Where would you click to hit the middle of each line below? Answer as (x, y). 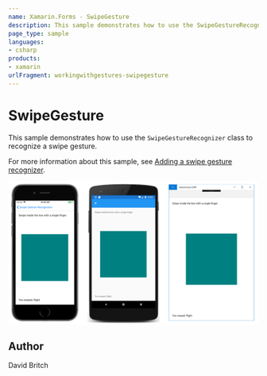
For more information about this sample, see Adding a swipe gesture (120, 161)
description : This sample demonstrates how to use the (101, 25)
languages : (26, 42)
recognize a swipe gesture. (53, 146)
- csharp (23, 50)
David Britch (29, 366)
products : (25, 59)
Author (26, 346)
